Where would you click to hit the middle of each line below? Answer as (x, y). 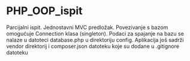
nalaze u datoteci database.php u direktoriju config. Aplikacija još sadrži (95, 40)
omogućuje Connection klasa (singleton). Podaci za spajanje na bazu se (95, 33)
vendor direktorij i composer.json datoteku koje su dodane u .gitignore (93, 46)
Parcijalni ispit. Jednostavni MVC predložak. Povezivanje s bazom (87, 27)
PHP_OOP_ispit (44, 11)
